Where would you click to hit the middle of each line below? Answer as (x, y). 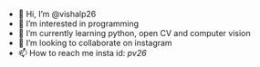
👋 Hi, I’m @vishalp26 (57, 14)
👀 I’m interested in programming (78, 24)
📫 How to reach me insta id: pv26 (83, 53)
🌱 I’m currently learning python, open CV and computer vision (134, 33)
